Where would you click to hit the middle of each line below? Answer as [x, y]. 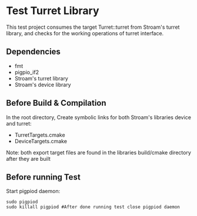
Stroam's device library [43, 85]
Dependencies [33, 52]
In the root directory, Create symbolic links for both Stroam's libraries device [98, 117]
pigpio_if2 [27, 72]
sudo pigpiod [22, 202]
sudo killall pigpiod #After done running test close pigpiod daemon [93, 207]
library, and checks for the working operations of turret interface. [85, 33]
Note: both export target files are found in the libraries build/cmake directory [98, 152]
